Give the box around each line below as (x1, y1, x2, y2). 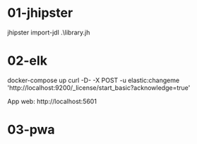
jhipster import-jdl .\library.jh (7, 28, 90, 37)
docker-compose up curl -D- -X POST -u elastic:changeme (7, 76, 180, 84)
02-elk (7, 53, 48, 69)
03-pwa (7, 122, 55, 138)
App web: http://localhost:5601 (7, 97, 97, 105)
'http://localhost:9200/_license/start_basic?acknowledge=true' (7, 83, 191, 92)
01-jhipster (7, 5, 73, 21)
